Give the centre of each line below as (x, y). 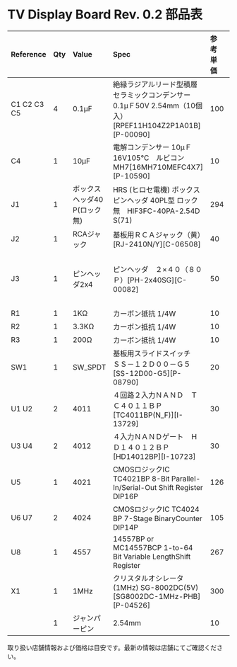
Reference (29, 54)
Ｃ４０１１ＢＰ (138, 406)
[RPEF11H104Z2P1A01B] (157, 125)
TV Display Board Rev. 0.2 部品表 (105, 15)
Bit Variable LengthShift (152, 557)
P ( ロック (87, 210)
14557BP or (133, 539)
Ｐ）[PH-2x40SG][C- (150, 280)
